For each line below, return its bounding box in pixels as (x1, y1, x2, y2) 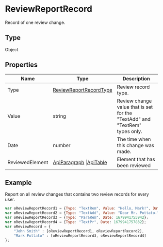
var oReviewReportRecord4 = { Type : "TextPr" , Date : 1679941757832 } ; (5, 220, 147, 225)
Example (5, 178, 32, 187)
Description (122, 75, 150, 82)
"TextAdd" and (117, 115, 151, 122)
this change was (117, 142, 154, 149)
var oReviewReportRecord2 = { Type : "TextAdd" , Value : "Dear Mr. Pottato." (5, 210, 160, 215)
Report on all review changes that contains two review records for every (5, 191, 149, 197)
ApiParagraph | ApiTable (52, 159, 108, 166)
